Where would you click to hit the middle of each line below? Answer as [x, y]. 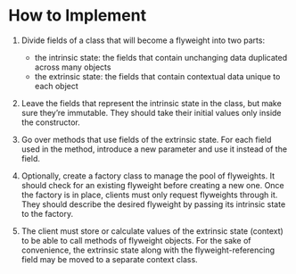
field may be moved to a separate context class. [109, 259]
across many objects [73, 67]
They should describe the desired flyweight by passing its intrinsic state [153, 204]
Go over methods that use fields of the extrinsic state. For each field [146, 139]
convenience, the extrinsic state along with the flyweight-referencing [148, 250]
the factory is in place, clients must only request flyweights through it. [149, 195]
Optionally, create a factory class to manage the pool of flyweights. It [148, 176]
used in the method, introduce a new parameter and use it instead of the [154, 149]
